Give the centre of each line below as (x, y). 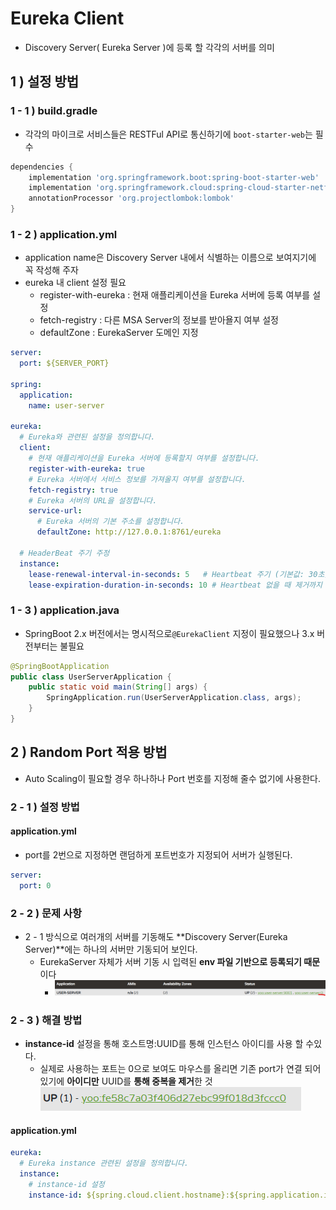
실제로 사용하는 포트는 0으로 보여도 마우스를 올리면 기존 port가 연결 (171, 1069)
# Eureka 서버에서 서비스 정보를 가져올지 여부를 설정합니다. (137, 479)
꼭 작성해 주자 (51, 270)
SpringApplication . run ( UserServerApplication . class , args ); (174, 698)
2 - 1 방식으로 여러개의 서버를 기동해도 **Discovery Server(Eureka (156, 936)
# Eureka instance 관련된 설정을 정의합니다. (104, 1163)
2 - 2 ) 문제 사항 (46, 913)
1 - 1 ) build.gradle (54, 111)
